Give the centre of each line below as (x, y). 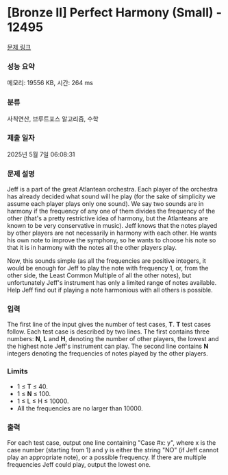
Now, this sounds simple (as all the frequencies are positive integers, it (107, 261)
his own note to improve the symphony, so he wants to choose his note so (112, 240)
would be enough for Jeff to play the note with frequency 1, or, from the (108, 268)
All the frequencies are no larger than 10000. (80, 408)
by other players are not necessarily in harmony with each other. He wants (112, 233)
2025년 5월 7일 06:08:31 (41, 154)
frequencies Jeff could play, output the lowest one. (79, 465)
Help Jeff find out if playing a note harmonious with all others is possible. (110, 290)
